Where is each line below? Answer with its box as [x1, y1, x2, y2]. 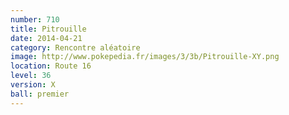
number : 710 [10, 14, 60, 25]
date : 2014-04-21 [10, 33, 83, 43]
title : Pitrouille [10, 24, 87, 34]
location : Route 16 [10, 61, 92, 71]
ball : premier [10, 89, 70, 99]
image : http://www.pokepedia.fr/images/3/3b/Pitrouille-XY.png [10, 52, 280, 62]
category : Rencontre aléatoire [10, 42, 141, 53]
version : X [10, 80, 56, 90]
